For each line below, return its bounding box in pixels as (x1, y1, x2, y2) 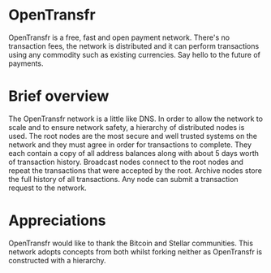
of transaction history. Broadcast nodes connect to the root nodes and (8, 157, 243, 167)
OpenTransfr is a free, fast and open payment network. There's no (8, 32, 230, 42)
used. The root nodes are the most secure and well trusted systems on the (8, 131, 258, 141)
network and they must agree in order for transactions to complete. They (8, 140, 252, 149)
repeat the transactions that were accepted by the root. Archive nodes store (8, 165, 262, 175)
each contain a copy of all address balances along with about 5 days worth (8, 148, 260, 158)
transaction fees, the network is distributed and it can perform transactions (8, 41, 260, 50)
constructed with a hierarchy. (8, 255, 107, 265)
